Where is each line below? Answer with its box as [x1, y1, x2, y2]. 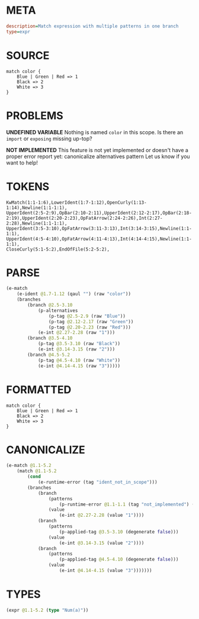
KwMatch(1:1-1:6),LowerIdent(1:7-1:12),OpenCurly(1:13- [6, 200, 147, 206]
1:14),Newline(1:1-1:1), [6, 204, 68, 211]
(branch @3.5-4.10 [27, 335, 73, 342]
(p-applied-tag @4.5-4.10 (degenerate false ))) [59, 557, 179, 563]
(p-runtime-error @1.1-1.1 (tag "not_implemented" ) [59, 501, 190, 507]
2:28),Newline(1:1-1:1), [6, 220, 68, 226]
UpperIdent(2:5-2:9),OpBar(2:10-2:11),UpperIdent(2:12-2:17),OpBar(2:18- [6, 210, 192, 216]
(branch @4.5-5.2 [27, 352, 70, 358]
